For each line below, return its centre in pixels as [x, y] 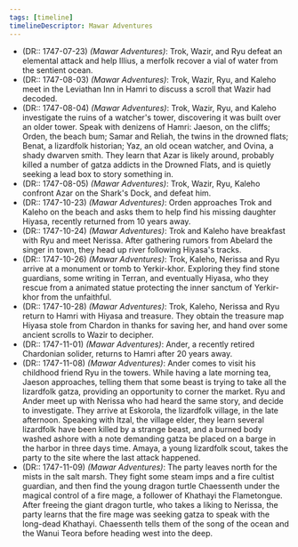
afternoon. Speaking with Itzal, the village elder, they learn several [143, 420]
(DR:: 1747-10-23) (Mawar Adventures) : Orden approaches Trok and [147, 202]
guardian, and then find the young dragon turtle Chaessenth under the [151, 486]
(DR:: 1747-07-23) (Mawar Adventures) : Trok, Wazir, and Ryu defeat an [152, 51]
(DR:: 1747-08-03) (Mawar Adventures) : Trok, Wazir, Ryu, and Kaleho [149, 79]
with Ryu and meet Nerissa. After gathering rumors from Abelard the [147, 240]
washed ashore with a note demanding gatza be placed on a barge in [149, 438]
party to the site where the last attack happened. [111, 457]
